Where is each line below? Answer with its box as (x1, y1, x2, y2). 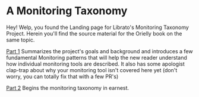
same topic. (6, 36, 35, 43)
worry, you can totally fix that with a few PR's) (6, 73, 119, 80)
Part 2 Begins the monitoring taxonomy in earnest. (6, 84, 129, 91)
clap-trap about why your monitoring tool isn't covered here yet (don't (6, 66, 178, 73)
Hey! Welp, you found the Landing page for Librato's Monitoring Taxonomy (6, 24, 189, 31)
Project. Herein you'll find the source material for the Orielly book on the (6, 30, 182, 37)
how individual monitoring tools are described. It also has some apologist (6, 60, 185, 67)
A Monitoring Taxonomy (6, 4, 128, 18)
